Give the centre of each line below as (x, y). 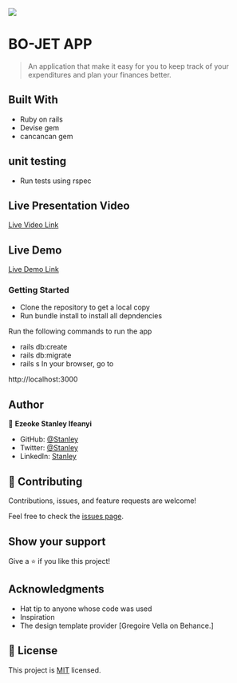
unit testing (37, 161)
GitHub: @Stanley (49, 439)
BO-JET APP (50, 44)
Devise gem (39, 127)
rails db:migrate (45, 355)
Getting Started (39, 290)
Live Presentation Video (69, 205)
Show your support (57, 541)
